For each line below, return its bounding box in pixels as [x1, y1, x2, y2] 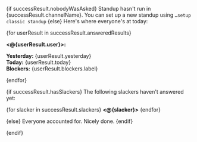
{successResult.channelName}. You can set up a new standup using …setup [6, 11, 192, 18]
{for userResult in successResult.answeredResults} [6, 29, 132, 36]
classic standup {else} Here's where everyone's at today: [6, 18, 148, 24]
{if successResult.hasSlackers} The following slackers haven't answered [6, 88, 185, 95]
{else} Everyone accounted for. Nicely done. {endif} [6, 118, 133, 125]
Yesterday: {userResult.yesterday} [6, 53, 92, 59]
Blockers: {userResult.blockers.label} [6, 65, 98, 72]
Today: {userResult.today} [6, 59, 71, 66]
